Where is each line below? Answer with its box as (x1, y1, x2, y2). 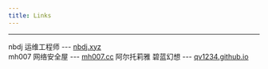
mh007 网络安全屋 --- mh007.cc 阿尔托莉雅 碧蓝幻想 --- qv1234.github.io (8, 52, 249, 61)
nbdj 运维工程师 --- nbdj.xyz (8, 41, 102, 52)
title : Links (8, 11, 52, 20)
